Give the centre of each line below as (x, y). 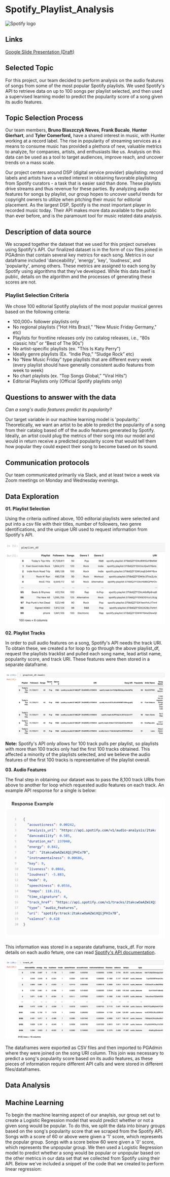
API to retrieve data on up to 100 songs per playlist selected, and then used (84, 91)
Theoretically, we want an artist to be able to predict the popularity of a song (85, 425)
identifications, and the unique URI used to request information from (76, 529)
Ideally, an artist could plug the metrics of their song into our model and (80, 436)
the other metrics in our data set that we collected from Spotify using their (83, 1158)
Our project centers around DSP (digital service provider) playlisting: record (84, 172)
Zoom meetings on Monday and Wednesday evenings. (62, 480)
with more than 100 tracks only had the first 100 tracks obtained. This (78, 749)
